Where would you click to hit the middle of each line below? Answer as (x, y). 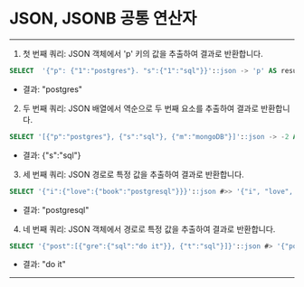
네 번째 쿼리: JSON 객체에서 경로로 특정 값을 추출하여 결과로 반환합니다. (149, 229)
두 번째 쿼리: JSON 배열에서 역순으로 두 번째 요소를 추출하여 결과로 (141, 108)
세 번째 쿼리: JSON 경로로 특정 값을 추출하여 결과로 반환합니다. (133, 174)
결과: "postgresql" (56, 209)
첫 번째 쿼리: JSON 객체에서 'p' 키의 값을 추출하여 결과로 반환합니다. (143, 53)
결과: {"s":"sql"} (52, 155)
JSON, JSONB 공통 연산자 (103, 19)
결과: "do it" (44, 264)
